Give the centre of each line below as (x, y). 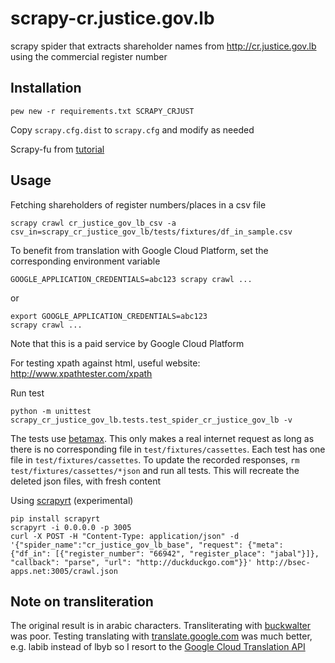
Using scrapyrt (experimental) (72, 500)
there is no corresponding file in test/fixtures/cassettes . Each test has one (168, 449)
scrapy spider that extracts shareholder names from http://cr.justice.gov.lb (163, 46)
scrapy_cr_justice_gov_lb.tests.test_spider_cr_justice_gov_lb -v (151, 420)
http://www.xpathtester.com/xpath (81, 373)
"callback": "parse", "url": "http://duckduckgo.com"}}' (131, 562)
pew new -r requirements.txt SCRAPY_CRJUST (102, 111)
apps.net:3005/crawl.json (64, 571)
